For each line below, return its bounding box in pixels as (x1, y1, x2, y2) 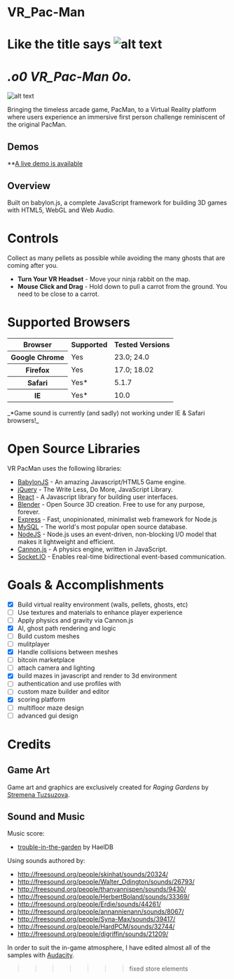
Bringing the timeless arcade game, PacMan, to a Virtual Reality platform (7, 105, 217, 114)
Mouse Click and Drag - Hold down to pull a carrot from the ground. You (17, 282, 228, 290)
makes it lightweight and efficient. (17, 537, 116, 545)
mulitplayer (17, 640, 50, 648)
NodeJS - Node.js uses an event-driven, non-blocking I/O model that (17, 530, 217, 538)
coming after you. (7, 261, 58, 269)
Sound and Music (7, 811, 85, 823)
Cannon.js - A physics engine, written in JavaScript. (17, 545, 167, 553)
